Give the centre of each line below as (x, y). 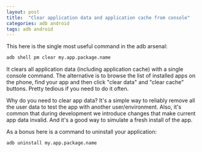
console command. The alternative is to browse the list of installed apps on (101, 76)
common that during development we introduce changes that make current (101, 114)
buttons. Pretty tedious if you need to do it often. (68, 89)
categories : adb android (38, 23)
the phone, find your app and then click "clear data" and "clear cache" (95, 82)
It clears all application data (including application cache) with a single (95, 69)
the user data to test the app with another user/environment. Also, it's (94, 107)
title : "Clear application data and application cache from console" (98, 18)
